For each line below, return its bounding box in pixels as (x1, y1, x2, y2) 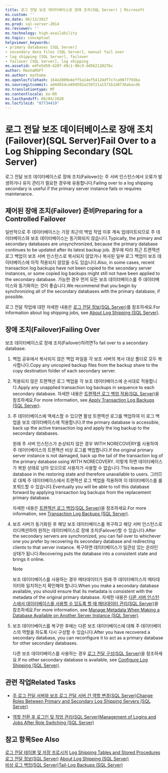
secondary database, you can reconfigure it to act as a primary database (12, 634, 163, 641)
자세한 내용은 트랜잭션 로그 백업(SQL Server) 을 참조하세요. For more (12, 505, 146, 511)
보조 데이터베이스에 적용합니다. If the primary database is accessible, (22, 419, 160, 425)
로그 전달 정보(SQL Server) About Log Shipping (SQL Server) (5, 756, 129, 762)
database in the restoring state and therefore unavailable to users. (12, 471, 149, 477)
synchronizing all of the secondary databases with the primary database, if (5, 288, 160, 294)
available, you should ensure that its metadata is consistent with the (12, 588, 153, 594)
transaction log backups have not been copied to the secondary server (5, 265, 152, 271)
